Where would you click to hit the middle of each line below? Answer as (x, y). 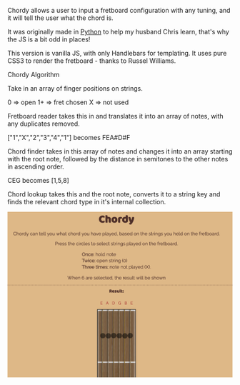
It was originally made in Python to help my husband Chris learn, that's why (119, 32)
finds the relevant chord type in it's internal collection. (87, 202)
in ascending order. (36, 166)
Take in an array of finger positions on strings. (75, 88)
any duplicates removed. (44, 124)
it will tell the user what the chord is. (60, 18)
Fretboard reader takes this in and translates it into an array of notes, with (115, 116)
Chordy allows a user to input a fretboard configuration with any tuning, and (119, 10)
